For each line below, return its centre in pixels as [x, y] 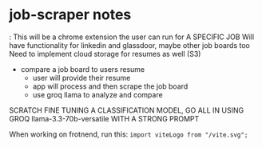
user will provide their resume [81, 77]
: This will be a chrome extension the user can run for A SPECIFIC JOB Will [132, 37]
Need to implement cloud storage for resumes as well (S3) [105, 54]
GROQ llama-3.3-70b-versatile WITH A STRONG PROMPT [104, 118]
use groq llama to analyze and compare [97, 94]
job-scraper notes [70, 15]
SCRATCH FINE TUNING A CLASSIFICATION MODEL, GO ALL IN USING [127, 110]
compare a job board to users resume [83, 69]
